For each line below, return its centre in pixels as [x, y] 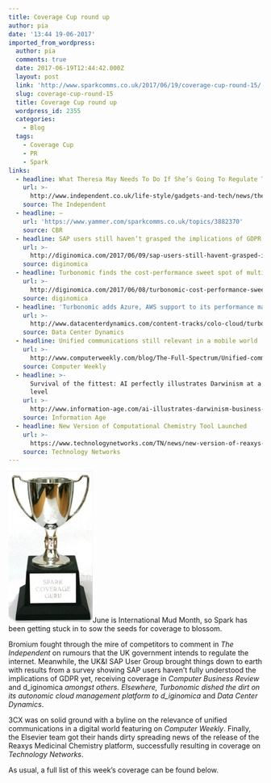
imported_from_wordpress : [52, 43]
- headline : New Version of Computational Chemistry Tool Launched [131, 426]
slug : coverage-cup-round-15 [65, 94]
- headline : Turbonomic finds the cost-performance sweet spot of [129, 273]
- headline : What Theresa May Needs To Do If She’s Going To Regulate [137, 179]
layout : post [38, 77]
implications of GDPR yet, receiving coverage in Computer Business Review [134, 679]
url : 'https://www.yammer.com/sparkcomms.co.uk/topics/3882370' [133, 221]
